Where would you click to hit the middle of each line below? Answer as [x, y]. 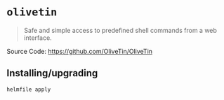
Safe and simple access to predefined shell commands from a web [120, 30]
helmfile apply [29, 90]
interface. [38, 38]
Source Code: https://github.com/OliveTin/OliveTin [79, 51]
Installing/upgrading [52, 73]
